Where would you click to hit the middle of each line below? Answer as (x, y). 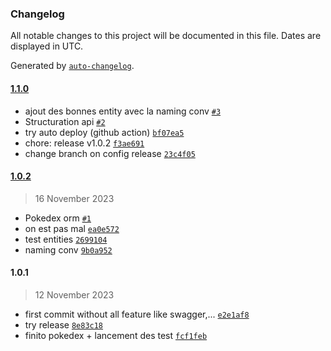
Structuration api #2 (65, 121)
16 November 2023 (74, 198)
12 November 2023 (74, 294)
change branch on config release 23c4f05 (110, 153)
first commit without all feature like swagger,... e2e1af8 (137, 314)
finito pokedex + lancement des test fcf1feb (116, 335)
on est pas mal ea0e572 (72, 228)
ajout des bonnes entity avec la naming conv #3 (123, 111)
